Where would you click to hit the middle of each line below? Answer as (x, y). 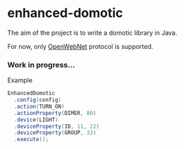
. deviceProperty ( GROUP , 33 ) (55, 133)
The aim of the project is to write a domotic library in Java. (92, 33)
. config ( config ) (38, 100)
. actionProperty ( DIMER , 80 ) (55, 113)
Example (20, 80)
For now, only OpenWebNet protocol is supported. (80, 46)
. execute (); (31, 140)
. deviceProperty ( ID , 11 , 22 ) (57, 126)
